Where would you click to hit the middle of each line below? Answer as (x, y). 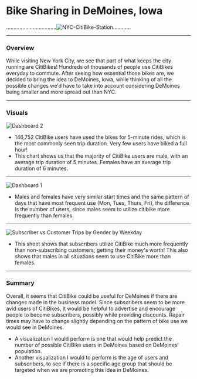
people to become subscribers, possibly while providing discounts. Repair (95, 315)
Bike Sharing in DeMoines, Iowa (84, 11)
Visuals (17, 113)
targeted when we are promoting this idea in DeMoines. (81, 370)
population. (28, 351)
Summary (21, 283)
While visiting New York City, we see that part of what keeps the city (89, 61)
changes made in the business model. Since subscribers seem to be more (96, 302)
